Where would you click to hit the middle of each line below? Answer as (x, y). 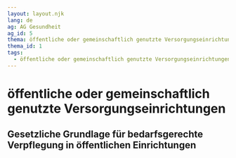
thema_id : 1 (25, 46)
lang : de (20, 20)
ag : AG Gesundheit (34, 27)
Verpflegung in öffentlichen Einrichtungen (102, 145)
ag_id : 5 (20, 33)
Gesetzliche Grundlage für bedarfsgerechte (105, 135)
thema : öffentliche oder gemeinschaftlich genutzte (84, 40)
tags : (15, 53)
